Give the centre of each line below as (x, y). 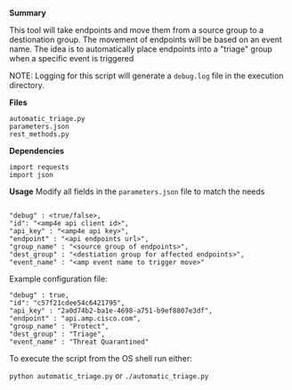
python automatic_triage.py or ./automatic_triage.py (109, 376)
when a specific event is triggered (72, 58)
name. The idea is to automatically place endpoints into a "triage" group (141, 49)
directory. (27, 85)
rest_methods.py (39, 134)
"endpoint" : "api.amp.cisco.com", (75, 319)
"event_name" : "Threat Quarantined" (79, 342)
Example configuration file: (59, 279)
